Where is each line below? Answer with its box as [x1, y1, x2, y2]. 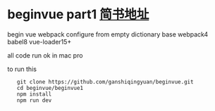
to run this [7, 65, 37, 73]
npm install [16, 91, 52, 98]
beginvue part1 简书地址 [7, 6, 149, 22]
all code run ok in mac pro [7, 51, 83, 60]
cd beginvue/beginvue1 [16, 84, 83, 91]
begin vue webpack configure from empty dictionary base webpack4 [7, 30, 209, 39]
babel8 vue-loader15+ [7, 37, 72, 46]
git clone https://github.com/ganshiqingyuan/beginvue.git [16, 78, 194, 85]
